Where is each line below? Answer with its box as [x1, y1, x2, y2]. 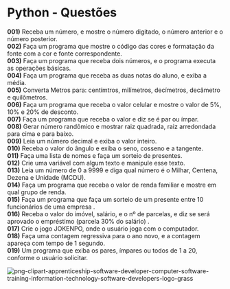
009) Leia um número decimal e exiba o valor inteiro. [7, 137, 157, 145]
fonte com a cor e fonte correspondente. [7, 49, 122, 58]
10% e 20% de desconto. [7, 108, 79, 116]
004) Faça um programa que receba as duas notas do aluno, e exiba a [7, 71, 207, 80]
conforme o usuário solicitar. [7, 253, 88, 262]
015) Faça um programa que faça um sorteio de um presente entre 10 [7, 195, 204, 203]
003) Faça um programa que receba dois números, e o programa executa [7, 56, 216, 65]
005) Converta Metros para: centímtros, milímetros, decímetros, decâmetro [7, 86, 221, 94]
